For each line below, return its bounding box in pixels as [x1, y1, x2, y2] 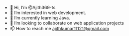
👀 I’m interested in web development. [9, 10, 86, 16]
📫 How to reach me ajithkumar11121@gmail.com [9, 26, 110, 31]
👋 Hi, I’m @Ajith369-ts [9, 5, 56, 10]
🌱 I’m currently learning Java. [9, 15, 71, 20]
